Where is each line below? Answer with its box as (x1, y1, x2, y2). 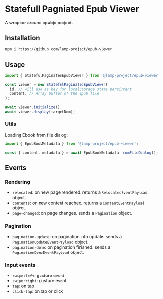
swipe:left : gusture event (12, 273, 65, 278)
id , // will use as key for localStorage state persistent (9, 87, 132, 92)
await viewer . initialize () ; (5, 104, 62, 110)
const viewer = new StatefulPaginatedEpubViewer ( (5, 82, 108, 87)
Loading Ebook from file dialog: (5, 132, 68, 138)
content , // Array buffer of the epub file (9, 92, 99, 96)
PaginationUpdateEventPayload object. (12, 239, 89, 245)
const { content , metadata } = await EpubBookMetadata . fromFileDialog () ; (5, 150, 159, 155)
